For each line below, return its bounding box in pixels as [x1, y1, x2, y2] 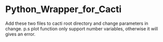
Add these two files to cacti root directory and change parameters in [5, 20, 149, 26]
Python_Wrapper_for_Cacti [5, 4, 122, 15]
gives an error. [5, 31, 36, 37]
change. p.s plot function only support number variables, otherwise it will [5, 25, 158, 31]
